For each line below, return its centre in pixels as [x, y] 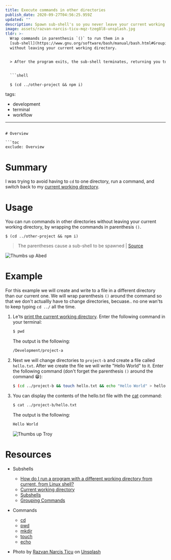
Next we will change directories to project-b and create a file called [84, 360]
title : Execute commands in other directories [55, 10]
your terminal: [27, 322]
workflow [22, 115]
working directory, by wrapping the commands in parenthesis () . [73, 227]
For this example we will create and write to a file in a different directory [80, 290]
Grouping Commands [42, 500]
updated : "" [18, 19]
